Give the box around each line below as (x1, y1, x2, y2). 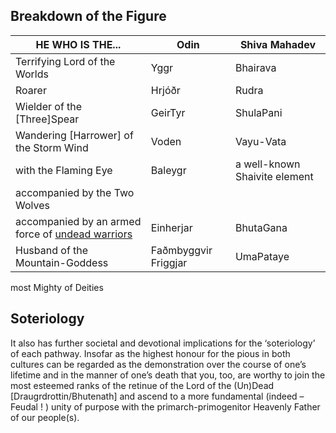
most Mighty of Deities (10, 281, 104, 293)
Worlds (15, 67, 49, 81)
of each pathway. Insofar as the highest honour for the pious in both (10, 347, 291, 359)
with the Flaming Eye (15, 163, 113, 177)
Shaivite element (234, 169, 314, 183)
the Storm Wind (15, 140, 89, 154)
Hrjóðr (150, 83, 181, 97)
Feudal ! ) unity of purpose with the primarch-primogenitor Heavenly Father (10, 400, 321, 413)
